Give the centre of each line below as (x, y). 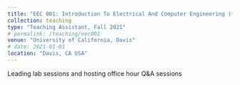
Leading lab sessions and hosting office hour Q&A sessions (95, 73)
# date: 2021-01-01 (36, 47)
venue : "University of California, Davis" (71, 40)
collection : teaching (40, 21)
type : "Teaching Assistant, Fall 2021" (67, 27)
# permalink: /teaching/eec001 (54, 34)
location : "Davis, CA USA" (47, 54)
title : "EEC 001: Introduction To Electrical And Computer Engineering (116, 14)
